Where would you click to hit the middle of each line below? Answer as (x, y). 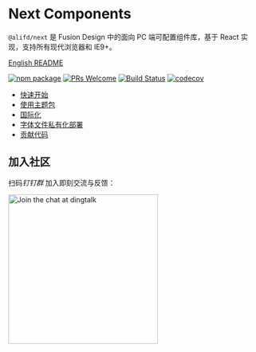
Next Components (70, 14)
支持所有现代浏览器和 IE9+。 (69, 47)
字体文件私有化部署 (51, 124)
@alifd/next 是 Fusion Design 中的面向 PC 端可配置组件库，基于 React (124, 37)
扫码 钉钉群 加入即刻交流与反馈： (62, 182)
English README (36, 63)
